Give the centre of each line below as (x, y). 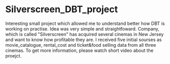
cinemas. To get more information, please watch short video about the (79, 50)
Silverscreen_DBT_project (62, 9)
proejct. (14, 56)
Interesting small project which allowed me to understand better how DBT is (85, 23)
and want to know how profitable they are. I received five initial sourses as (84, 40)
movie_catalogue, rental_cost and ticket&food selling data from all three (81, 45)
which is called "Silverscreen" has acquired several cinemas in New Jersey (84, 34)
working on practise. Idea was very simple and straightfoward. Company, (82, 28)
